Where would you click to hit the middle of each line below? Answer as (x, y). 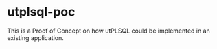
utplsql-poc (41, 12)
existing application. (35, 37)
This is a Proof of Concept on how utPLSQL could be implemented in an (109, 31)
